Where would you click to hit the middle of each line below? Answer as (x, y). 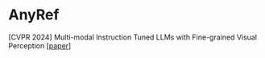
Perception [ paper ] (40, 45)
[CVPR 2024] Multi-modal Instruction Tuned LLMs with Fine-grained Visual (133, 37)
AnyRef (34, 15)
